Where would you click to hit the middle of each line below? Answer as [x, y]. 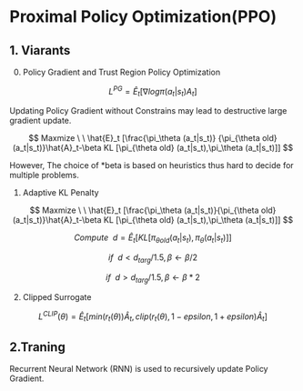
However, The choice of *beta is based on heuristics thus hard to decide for [151, 165]
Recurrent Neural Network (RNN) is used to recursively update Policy [139, 369]
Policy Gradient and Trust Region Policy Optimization [121, 72]
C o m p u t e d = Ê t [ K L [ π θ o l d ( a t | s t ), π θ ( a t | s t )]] [153, 239]
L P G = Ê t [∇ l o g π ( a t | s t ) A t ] [153, 92]
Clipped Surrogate [57, 296]
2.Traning [37, 347]
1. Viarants [40, 50]
